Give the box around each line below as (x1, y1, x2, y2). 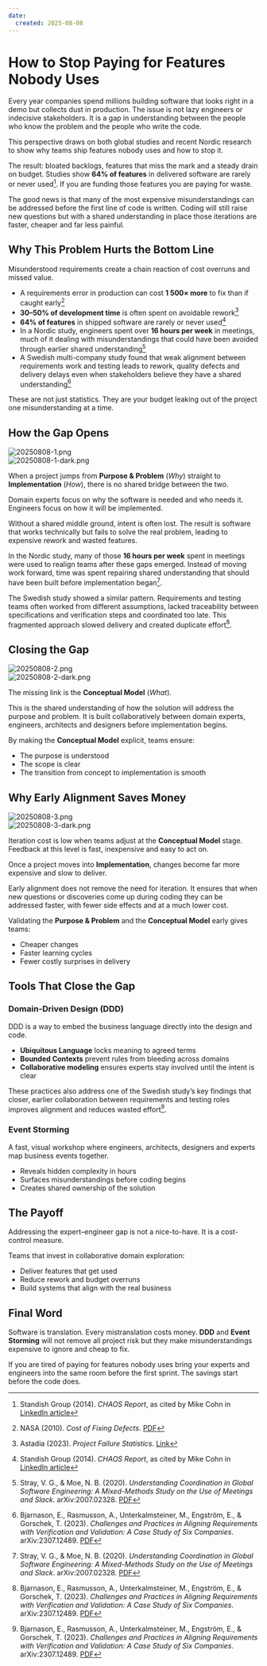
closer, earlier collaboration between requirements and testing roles (8, 1094, 230, 1104)
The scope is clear (19, 759, 81, 769)
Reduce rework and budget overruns (19, 1275, 141, 1284)
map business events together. (8, 1151, 110, 1160)
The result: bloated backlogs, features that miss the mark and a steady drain (8, 161, 258, 171)
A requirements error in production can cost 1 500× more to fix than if (19, 288, 249, 297)
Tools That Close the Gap (8, 980, 136, 993)
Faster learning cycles (19, 948, 93, 957)
